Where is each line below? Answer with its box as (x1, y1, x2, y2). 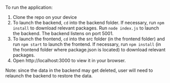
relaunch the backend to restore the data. (5, 73, 93, 78)
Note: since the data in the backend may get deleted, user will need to (5, 67, 153, 73)
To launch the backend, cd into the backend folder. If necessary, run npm (12, 20, 165, 25)
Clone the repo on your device (12, 14, 77, 20)
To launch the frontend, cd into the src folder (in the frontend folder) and (12, 36, 165, 42)
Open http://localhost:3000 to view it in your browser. (12, 58, 126, 63)
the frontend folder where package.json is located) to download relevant (12, 47, 166, 52)
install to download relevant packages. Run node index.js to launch (12, 25, 159, 31)
